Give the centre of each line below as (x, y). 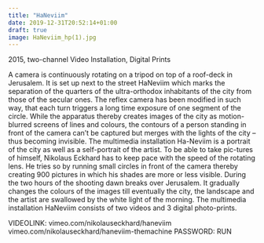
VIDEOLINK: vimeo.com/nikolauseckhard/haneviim (90, 223)
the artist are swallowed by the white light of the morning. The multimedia (127, 200)
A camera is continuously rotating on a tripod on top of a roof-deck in (121, 74)
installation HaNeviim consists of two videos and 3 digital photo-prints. (123, 208)
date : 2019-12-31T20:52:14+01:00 (63, 23)
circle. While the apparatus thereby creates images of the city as (113, 116)
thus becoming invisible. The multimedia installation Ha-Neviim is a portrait (129, 141)
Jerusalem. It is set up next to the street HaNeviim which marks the (117, 83)
